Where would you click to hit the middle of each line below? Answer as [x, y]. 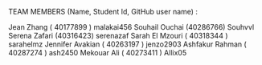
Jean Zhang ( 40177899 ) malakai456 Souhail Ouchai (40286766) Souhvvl [131, 27]
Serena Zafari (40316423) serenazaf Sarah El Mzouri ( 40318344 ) [118, 36]
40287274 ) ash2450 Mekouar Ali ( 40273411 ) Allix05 [98, 53]
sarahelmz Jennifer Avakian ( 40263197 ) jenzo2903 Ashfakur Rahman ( [127, 44]
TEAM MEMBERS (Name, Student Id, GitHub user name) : [103, 12]
